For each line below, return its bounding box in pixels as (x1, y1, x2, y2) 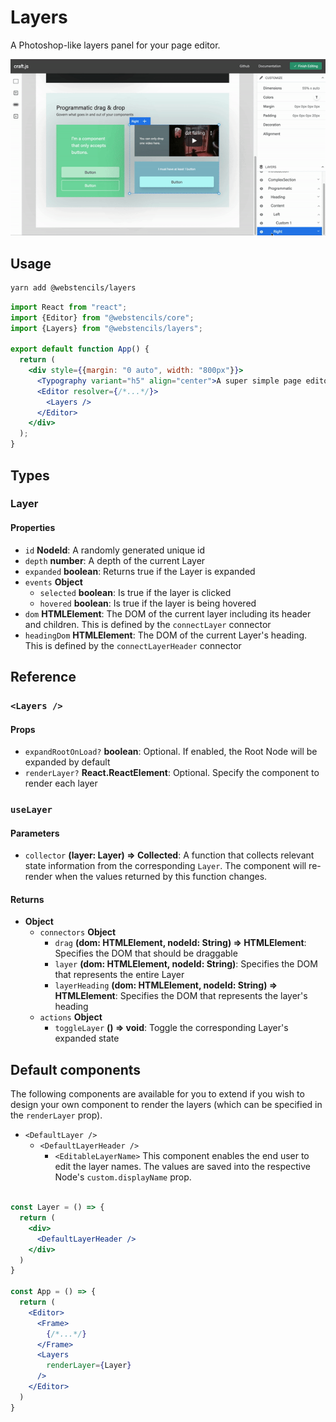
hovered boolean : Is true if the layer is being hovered (39, 597, 257, 609)
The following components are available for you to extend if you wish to (10, 1088, 305, 1100)
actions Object (39, 1011, 103, 1023)
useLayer (10, 804, 53, 816)
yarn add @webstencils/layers (10, 282, 137, 293)
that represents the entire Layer (54, 969, 185, 981)
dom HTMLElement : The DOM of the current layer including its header (24, 607, 312, 620)
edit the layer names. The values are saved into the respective (54, 1161, 311, 1173)
